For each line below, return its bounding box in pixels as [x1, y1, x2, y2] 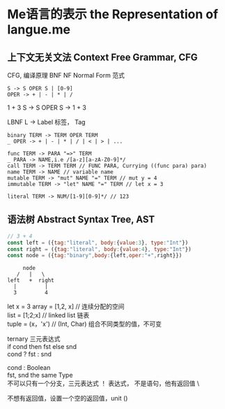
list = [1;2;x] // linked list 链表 [7, 311, 90, 320]
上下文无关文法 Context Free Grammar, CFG [7, 51, 199, 63]
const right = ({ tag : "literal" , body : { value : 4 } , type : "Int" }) [7, 245, 192, 252]
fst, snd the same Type [7, 371, 73, 380]
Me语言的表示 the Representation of [7, 6, 219, 22]
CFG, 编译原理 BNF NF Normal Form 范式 [7, 71, 125, 79]
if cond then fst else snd [7, 343, 77, 351]
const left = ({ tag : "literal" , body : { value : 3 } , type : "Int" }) [7, 239, 189, 246]
